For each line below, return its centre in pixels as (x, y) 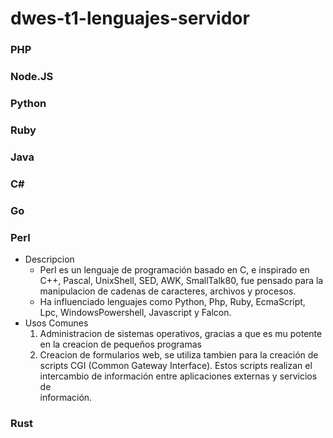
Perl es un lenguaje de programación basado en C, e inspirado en (174, 269)
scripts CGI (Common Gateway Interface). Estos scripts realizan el (176, 365)
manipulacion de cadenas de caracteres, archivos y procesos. (168, 291)
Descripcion (49, 259)
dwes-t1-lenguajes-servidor (130, 18)
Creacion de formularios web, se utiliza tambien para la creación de (179, 354)
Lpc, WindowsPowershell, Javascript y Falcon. (135, 312)
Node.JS (32, 77)
